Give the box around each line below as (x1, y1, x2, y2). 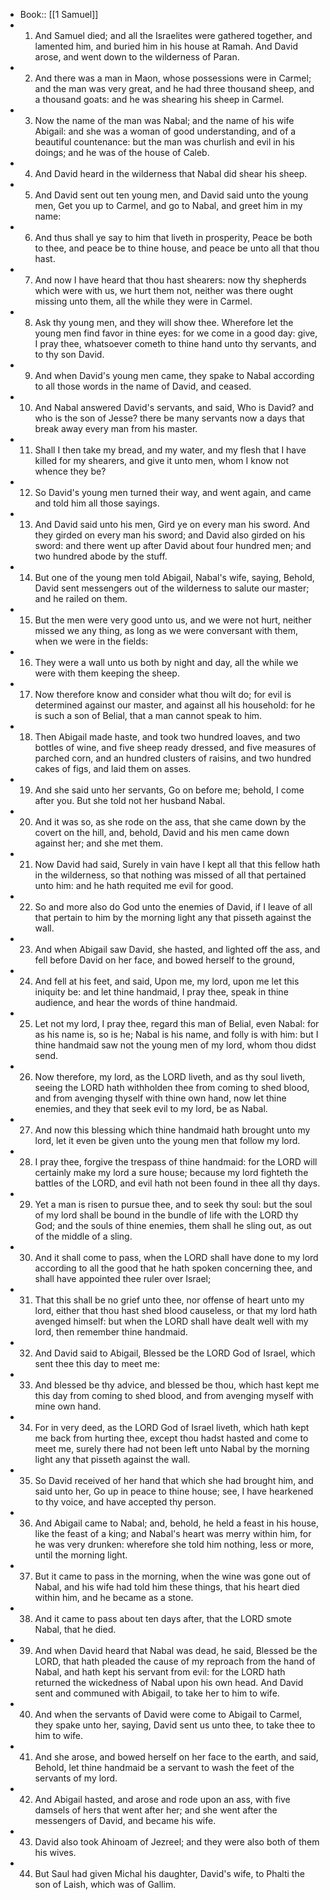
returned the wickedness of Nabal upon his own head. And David (34, 1677, 304, 1688)
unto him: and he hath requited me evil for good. (34, 880, 234, 891)
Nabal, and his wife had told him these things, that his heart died (34, 1581, 300, 1593)
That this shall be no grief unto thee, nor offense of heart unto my (34, 1294, 305, 1306)
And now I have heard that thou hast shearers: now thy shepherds (34, 274, 307, 286)
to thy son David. (34, 349, 105, 360)
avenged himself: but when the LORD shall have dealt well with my (34, 1315, 309, 1327)
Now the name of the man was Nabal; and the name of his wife (34, 115, 295, 126)
